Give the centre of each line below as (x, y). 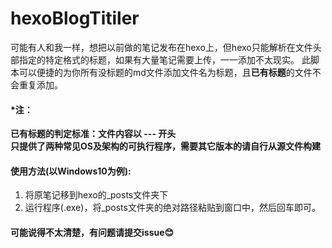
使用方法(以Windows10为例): (71, 171)
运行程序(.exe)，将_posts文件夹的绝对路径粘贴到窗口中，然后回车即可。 (172, 208)
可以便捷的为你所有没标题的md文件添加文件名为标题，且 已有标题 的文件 (165, 72)
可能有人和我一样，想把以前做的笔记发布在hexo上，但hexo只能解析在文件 (161, 47)
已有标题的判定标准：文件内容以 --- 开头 (93, 134)
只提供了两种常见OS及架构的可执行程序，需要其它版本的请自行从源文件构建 (165, 146)
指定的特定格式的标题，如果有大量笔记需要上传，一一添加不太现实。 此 (164, 59)
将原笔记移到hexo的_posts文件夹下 (96, 195)
